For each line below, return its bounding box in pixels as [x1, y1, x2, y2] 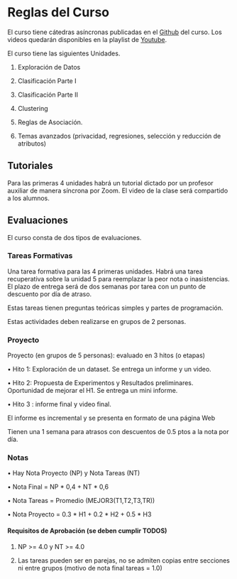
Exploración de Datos [17, 63, 81, 71]
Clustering [17, 104, 48, 112]
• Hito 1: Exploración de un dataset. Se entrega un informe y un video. [7, 365, 211, 374]
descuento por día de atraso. [7, 289, 92, 298]
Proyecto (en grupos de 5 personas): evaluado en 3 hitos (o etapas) [7, 351, 206, 359]
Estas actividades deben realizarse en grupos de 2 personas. [7, 317, 187, 325]
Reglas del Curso [7, 4, 110, 21]
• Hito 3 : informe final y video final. [7, 400, 111, 408]
